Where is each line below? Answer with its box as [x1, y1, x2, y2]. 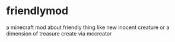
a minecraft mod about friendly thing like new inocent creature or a [6, 24, 170, 31]
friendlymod [6, 4, 69, 18]
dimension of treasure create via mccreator [6, 30, 112, 37]
